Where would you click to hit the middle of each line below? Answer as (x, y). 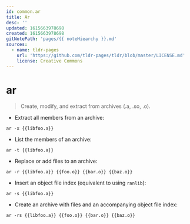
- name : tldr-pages (35, 50)
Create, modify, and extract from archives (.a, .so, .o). (86, 106)
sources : (17, 45)
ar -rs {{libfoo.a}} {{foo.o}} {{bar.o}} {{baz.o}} (71, 216)
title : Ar (18, 17)
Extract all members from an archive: (59, 118)
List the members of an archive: (53, 140)
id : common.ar (24, 11)
